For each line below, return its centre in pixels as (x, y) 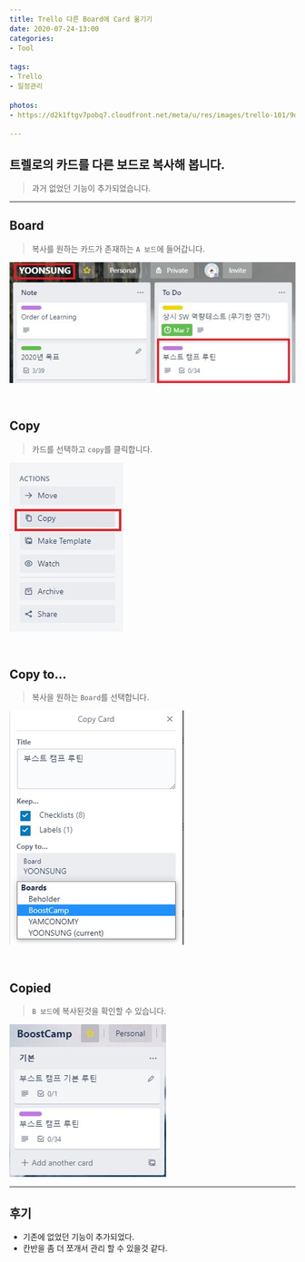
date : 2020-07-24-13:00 (54, 29)
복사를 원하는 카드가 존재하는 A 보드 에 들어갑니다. (118, 249)
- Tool (22, 48)
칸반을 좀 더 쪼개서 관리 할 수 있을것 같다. (95, 1247)
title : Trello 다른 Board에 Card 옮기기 (81, 19)
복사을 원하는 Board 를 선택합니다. (90, 697)
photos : (24, 105)
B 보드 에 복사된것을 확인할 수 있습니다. (99, 1011)
